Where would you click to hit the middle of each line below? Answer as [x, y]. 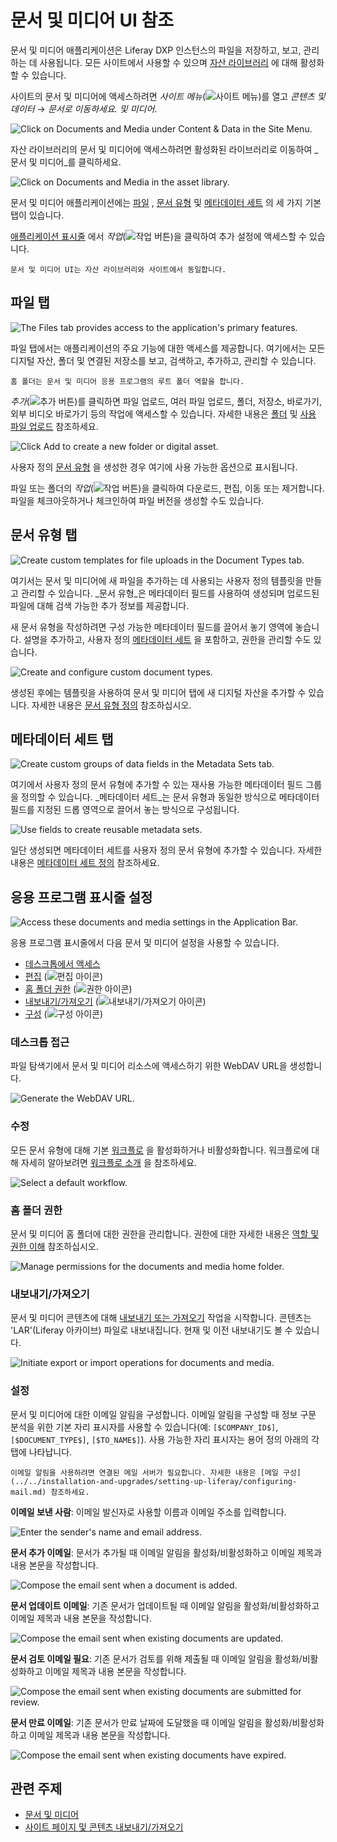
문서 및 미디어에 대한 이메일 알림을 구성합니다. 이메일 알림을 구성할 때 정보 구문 [163, 1414]
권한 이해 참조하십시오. [54, 1247]
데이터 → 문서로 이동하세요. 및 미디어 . [84, 108]
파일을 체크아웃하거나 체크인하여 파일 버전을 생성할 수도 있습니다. [137, 500]
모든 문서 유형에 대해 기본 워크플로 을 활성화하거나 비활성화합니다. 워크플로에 [160, 1150]
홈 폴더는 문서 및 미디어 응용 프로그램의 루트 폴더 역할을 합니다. [127, 381]
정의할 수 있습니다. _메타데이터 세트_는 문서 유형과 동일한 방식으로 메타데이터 [170, 797]
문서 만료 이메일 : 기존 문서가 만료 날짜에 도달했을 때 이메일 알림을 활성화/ [151, 1722]
